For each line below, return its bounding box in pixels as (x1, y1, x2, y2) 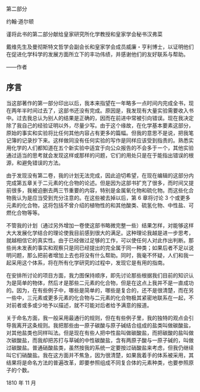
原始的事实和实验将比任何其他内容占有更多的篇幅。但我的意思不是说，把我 (6, 129, 189, 136)
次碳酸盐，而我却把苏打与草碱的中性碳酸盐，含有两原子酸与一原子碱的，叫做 (6, 337, 194, 344)
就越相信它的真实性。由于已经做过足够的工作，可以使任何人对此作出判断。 (6, 236, 189, 243)
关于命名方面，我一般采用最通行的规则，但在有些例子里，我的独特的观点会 (6, 314, 189, 321)
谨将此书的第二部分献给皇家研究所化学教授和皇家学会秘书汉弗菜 (6, 30, 162, 38)
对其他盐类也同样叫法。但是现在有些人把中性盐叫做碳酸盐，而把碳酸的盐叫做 (6, 329, 194, 336)
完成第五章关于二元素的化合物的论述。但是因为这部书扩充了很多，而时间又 (6, 179, 189, 186)
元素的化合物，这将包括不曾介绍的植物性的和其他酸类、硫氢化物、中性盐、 (6, 202, 189, 209)
